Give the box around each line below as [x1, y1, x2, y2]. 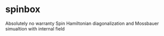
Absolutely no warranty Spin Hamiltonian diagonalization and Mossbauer [5, 20, 159, 26]
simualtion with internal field [5, 25, 65, 31]
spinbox [5, 4, 40, 15]
